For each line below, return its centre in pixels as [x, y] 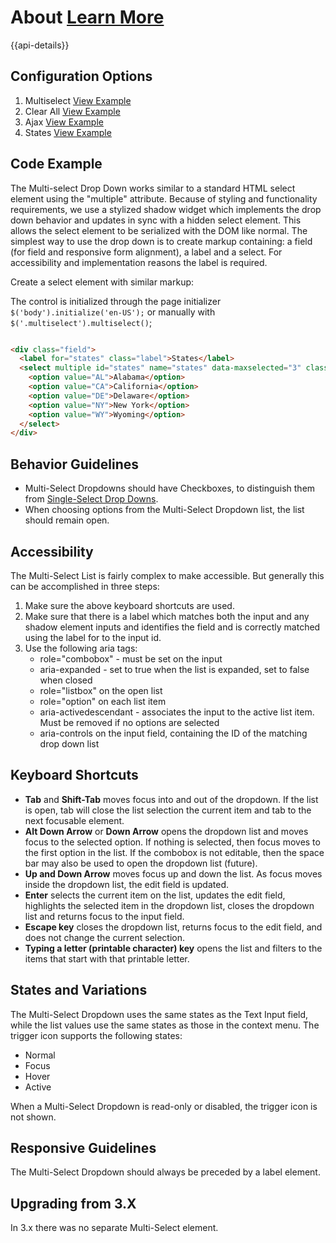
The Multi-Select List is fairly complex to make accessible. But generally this [167, 575]
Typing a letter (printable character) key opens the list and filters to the [173, 948]
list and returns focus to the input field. [104, 916]
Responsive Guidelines [83, 1147]
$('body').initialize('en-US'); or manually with [113, 312]
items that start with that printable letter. [107, 958]
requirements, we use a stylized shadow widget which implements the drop [166, 209]
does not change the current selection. [105, 937]
